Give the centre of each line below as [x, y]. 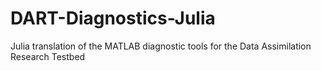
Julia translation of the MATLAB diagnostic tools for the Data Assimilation [161, 46]
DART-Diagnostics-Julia [113, 18]
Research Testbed [48, 56]
